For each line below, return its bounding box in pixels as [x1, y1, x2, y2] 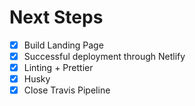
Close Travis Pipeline [23, 84, 111, 96]
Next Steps [9, 6, 104, 29]
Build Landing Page [23, 39, 104, 51]
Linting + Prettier [23, 62, 94, 74]
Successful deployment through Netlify [23, 51, 186, 62]
